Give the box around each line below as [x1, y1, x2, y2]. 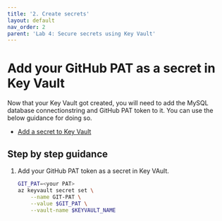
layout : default [7, 17, 55, 24]
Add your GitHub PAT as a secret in [7, 61, 216, 76]
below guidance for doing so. [7, 114, 93, 122]
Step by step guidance [7, 148, 108, 160]
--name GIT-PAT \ [30, 193, 81, 201]
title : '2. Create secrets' [7, 10, 90, 18]
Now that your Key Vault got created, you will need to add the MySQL [7, 99, 209, 107]
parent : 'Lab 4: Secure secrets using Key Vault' [7, 30, 156, 37]
